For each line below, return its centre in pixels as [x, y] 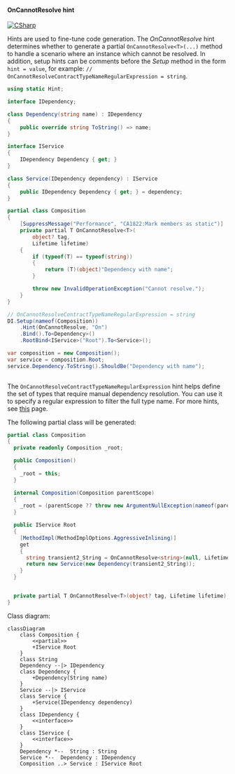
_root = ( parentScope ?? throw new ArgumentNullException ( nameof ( [119, 506]
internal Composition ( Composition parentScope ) [84, 493]
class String [39, 659]
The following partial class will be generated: [72, 422]
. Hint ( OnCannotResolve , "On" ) [64, 327]
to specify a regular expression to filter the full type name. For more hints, [113, 401]
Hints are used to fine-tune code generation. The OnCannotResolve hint [111, 39]
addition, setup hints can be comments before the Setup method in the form [116, 61]
